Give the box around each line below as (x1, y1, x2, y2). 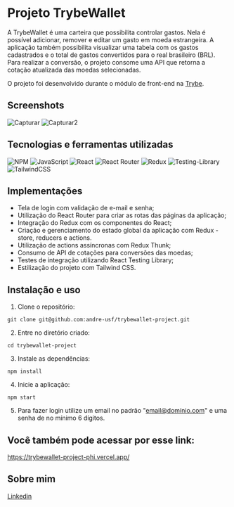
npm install (7, 368, 42, 376)
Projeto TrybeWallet (7, 5, 126, 21)
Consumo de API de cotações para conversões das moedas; (17, 248, 193, 257)
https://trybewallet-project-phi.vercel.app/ (7, 453, 130, 461)
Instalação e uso (7, 283, 81, 296)
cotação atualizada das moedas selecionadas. (7, 65, 141, 74)
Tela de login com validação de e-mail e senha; (17, 204, 155, 212)
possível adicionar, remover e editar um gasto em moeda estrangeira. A (7, 35, 214, 44)
